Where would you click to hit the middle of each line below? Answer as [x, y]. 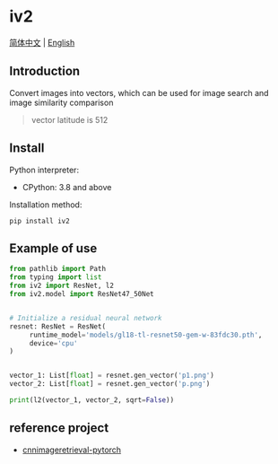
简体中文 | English [42, 42]
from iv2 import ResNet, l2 [62, 286]
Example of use [53, 248]
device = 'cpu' [53, 343]
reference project [59, 428]
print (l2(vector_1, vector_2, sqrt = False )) [92, 400]
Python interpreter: [44, 170]
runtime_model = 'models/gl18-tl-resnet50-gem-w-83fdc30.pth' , [146, 335]
